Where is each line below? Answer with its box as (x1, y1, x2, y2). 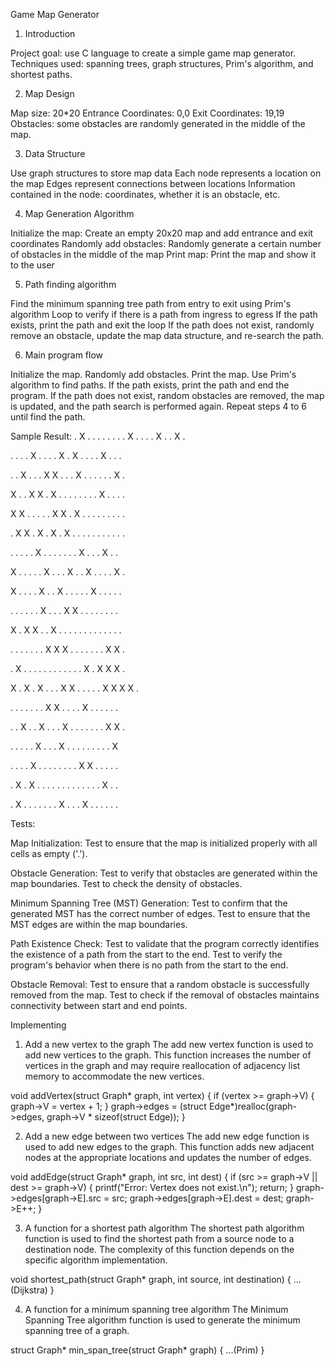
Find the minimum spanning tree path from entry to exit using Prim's (10, 298, 292, 309)
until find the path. (10, 411, 86, 423)
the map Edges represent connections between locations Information (10, 178, 296, 189)
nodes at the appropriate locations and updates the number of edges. (24, 1152, 312, 1163)
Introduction (24, 28, 76, 39)
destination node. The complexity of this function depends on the (24, 1244, 295, 1255)
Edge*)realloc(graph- (208, 1100, 298, 1112)
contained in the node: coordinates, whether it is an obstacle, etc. (10, 189, 281, 200)
